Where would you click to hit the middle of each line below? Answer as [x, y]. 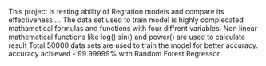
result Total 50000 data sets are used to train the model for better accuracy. [133, 45]
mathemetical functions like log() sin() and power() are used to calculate [127, 37]
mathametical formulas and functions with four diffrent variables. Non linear [133, 28]
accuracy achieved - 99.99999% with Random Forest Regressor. [115, 54]
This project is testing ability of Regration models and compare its [116, 12]
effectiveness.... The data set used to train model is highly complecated [126, 20]
